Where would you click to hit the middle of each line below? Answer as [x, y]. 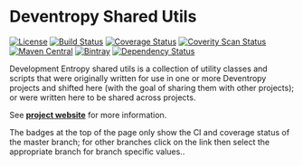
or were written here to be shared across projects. [103, 97]
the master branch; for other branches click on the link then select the [139, 142]
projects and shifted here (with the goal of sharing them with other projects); [152, 88]
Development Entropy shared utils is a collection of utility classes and [139, 69]
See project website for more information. [88, 115]
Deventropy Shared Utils [103, 17]
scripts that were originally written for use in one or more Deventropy [138, 78]
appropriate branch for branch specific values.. [97, 152]
